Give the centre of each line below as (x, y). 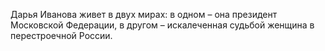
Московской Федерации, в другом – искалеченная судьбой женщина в (162, 25)
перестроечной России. (61, 35)
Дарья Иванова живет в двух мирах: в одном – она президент (144, 14)
